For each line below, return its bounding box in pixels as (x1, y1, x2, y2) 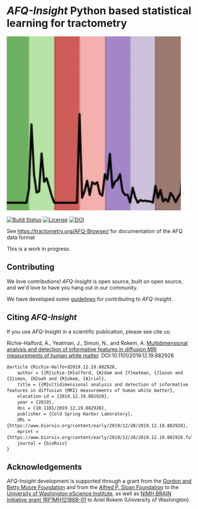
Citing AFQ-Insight (6, 312, 77, 322)
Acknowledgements (6, 462, 82, 472)
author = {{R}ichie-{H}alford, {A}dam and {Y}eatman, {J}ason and (17, 370, 183, 376)
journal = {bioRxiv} (17, 440, 68, 446)
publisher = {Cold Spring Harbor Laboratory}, (17, 411, 133, 417)
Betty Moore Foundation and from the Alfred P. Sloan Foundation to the (6, 484, 179, 491)
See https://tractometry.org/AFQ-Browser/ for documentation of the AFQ (6, 227, 183, 234)
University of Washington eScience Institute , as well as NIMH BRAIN (6, 490, 172, 497)
